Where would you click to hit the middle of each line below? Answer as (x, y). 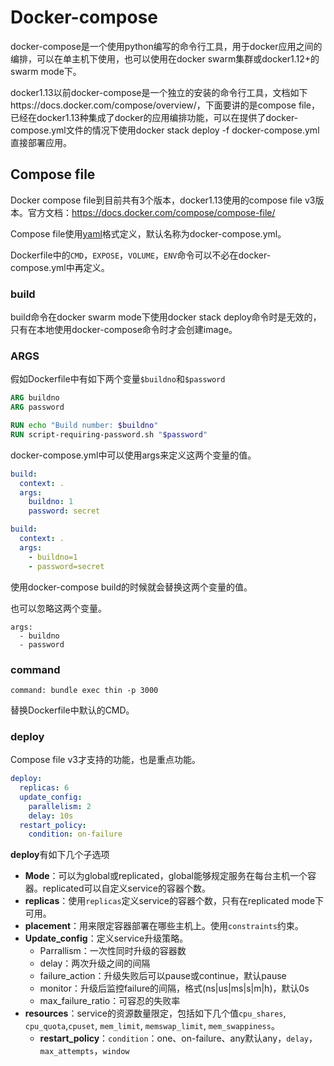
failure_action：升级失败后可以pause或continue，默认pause (163, 976)
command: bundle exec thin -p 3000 (84, 690)
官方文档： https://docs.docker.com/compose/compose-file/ (151, 212)
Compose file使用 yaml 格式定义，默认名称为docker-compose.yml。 (148, 233)
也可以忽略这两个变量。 (58, 608)
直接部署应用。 (41, 142)
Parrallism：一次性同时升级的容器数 (113, 951)
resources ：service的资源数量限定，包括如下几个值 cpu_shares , (155, 1013)
